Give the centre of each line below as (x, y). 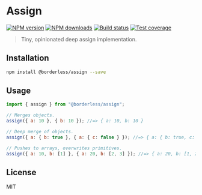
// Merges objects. (31, 115)
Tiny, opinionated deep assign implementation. (79, 39)
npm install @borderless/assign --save (56, 72)
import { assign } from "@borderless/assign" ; (66, 104)
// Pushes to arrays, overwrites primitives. (64, 148)
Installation (28, 58)
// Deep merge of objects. (40, 132)
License (21, 172)
